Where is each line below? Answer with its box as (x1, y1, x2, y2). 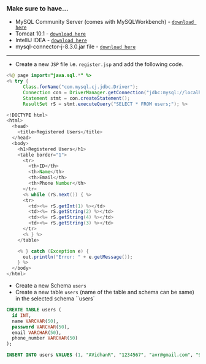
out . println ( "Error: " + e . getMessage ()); (22, 254, 133, 260)
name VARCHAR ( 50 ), (12, 318, 59, 324)
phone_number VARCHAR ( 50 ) (12, 335, 78, 341)
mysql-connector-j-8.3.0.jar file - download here (15, 43, 136, 50)
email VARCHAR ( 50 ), (12, 329, 62, 336)
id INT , (12, 312, 32, 319)
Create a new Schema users (15, 282, 87, 289)
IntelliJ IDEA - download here (15, 37, 87, 44)
